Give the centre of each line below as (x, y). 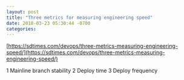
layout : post (23, 12)
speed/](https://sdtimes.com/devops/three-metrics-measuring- (86, 53)
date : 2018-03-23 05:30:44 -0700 (48, 23)
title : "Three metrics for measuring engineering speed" (80, 18)
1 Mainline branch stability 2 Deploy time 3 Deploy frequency (82, 71)
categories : (21, 29)
